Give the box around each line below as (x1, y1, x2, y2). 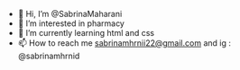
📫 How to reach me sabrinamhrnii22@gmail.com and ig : (17, 38, 232, 48)
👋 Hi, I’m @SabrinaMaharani (17, 9, 123, 19)
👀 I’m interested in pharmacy (17, 18, 125, 29)
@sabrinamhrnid (17, 50, 80, 61)
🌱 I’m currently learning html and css (17, 28, 155, 38)
